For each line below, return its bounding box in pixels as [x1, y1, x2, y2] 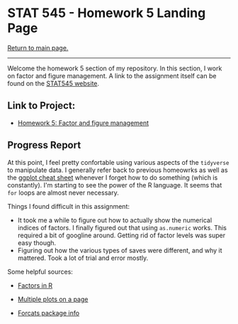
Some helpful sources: [7, 267, 73, 276]
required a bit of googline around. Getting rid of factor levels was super [17, 231, 225, 239]
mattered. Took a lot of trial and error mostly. [17, 254, 149, 262]
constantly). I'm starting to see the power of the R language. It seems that [7, 180, 222, 189]
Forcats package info [17, 308, 80, 317]
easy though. [17, 238, 57, 247]
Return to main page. [7, 43, 69, 52]
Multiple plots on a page [17, 295, 89, 303]
